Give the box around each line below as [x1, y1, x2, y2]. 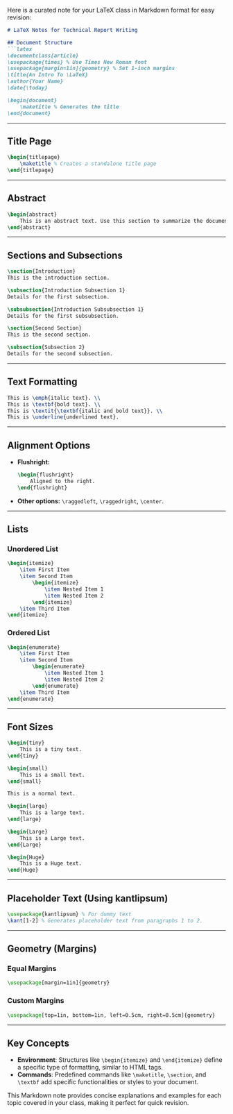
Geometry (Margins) [7, 943, 97, 955]
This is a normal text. [7, 791, 76, 797]
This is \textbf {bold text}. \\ [7, 400, 101, 408]
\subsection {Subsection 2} [7, 344, 85, 351]
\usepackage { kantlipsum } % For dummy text [7, 911, 132, 918]
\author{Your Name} [7, 78, 64, 85]
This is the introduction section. [7, 274, 110, 282]
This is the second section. [7, 331, 92, 339]
